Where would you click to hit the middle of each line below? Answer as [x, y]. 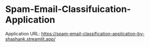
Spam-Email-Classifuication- [68, 9]
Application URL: [23, 33]
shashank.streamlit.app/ [30, 39]
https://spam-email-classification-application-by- [93, 33]
